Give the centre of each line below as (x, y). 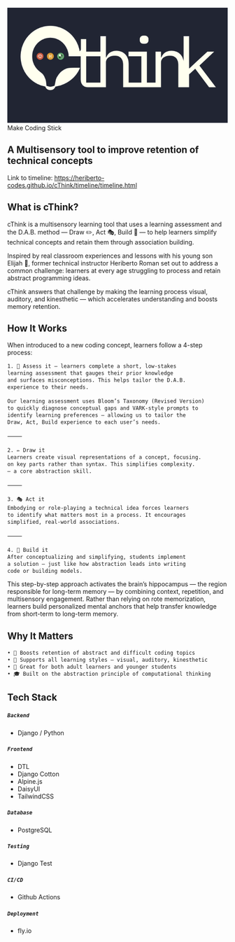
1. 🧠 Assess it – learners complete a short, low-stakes (92, 366)
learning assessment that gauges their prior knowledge (90, 373)
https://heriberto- (79, 178)
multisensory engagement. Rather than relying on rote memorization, (107, 599)
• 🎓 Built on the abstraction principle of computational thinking (109, 674)
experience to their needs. (48, 387)
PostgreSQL (35, 830)
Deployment (23, 914)
